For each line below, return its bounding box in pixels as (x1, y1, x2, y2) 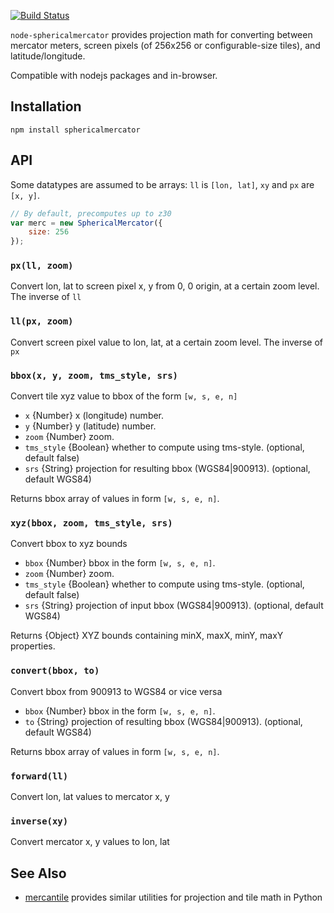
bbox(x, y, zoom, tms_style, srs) (10, 370, 178, 381)
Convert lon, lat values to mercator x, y (10, 790, 170, 802)
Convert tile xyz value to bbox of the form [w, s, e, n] (10, 390, 238, 402)
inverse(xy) (10, 815, 69, 827)
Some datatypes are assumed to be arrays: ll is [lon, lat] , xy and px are (10, 178, 315, 190)
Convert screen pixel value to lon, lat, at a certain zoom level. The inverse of (10, 336, 324, 348)
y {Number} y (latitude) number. (24, 420, 157, 432)
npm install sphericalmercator (10, 125, 141, 135)
